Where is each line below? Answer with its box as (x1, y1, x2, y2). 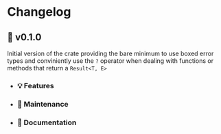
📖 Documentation (16, 118, 77, 127)
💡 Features (16, 81, 55, 90)
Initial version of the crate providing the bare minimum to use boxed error (7, 49, 214, 57)
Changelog (7, 4, 71, 20)
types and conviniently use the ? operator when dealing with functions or (7, 57, 214, 65)
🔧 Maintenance (16, 99, 69, 109)
